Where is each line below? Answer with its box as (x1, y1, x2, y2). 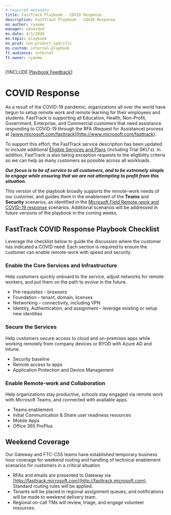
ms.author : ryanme (5, 22, 45, 27)
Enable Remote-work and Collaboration (5, 379, 105, 387)
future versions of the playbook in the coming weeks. (5, 210, 118, 216)
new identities (12, 311, 42, 317)
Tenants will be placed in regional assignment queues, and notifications (12, 488, 164, 495)
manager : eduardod (5, 27, 45, 32)
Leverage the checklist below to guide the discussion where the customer (5, 239, 161, 245)
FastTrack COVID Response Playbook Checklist (5, 225, 160, 233)
